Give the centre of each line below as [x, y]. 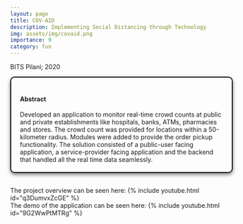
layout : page [29, 14]
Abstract [33, 99]
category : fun [31, 47]
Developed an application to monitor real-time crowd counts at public [121, 114]
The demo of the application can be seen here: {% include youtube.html [115, 206]
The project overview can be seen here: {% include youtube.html [105, 191]
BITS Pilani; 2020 [35, 67]
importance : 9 [31, 40]
